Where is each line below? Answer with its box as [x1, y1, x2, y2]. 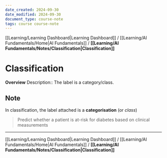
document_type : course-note [5, 16, 64, 21]
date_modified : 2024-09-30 [5, 12, 61, 17]
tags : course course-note [5, 21, 59, 26]
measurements [17, 122, 48, 128]
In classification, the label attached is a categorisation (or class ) [5, 107, 138, 113]
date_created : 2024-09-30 [5, 7, 59, 12]
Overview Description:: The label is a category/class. [5, 79, 114, 85]
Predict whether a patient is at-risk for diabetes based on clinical [17, 117, 150, 123]
